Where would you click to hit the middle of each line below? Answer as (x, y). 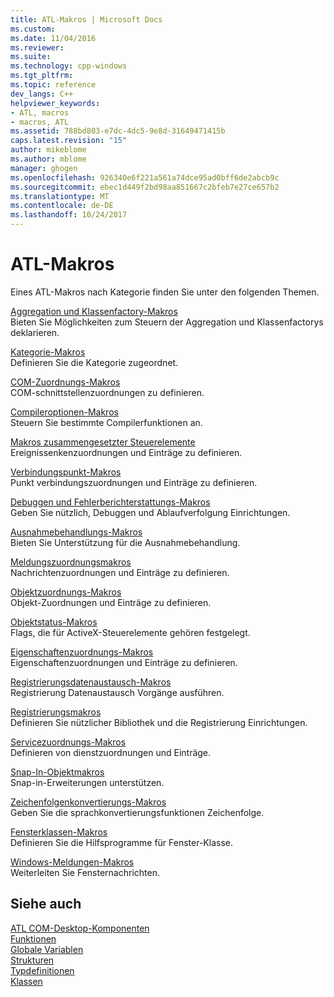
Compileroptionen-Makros (64, 412)
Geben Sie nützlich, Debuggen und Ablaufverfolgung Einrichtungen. (150, 512)
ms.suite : (31, 57)
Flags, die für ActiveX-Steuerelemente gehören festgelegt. (130, 632)
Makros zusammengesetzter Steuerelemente (103, 442)
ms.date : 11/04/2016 (53, 38)
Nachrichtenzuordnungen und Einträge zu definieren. (120, 572)
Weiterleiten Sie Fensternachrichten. (85, 872)
